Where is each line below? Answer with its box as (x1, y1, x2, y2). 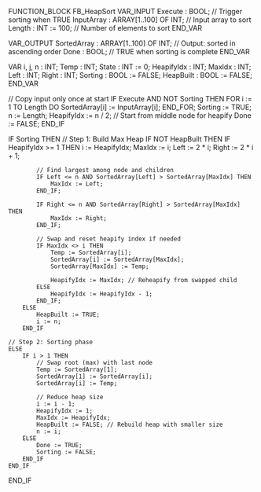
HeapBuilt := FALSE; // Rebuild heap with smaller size (36, 420, 223, 428)
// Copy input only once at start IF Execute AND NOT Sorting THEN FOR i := (8, 94, 253, 103)
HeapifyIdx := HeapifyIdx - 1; (50, 290, 153, 298)
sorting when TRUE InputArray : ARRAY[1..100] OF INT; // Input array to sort (8, 15, 252, 24)
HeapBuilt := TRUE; (36, 310, 101, 318)
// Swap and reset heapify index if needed (36, 235, 181, 243)
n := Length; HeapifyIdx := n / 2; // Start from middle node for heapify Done (8, 111, 252, 120)
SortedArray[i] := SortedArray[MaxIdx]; (50, 255, 185, 263)
